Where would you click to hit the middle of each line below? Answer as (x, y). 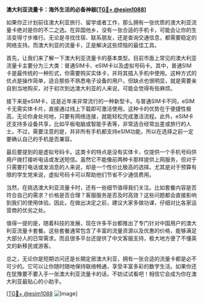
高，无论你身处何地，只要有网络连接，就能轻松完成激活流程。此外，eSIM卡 (100, 116)
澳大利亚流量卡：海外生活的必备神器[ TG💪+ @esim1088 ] (76, 9)
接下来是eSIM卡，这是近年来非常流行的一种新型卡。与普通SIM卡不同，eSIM (101, 101)
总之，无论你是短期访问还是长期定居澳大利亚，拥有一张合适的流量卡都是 (96, 259)
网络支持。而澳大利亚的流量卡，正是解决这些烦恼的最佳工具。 (83, 45)
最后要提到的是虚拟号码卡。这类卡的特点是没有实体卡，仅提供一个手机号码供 (101, 152)
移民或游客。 (38, 246)
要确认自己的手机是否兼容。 (41, 139)
